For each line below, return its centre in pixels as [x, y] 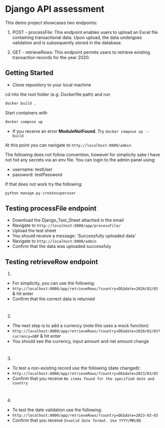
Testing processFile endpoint [51, 208]
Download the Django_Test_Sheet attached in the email [68, 220]
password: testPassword [37, 174]
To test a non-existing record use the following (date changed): [76, 368]
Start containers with [26, 113]
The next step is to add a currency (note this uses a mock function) [80, 326]
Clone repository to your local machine [51, 85]
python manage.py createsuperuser [41, 193]
